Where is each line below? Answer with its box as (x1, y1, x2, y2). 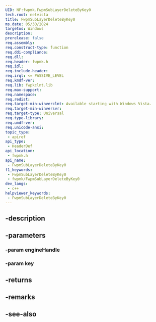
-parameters (5, 231, 46, 240)
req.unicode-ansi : (5, 125, 44, 130)
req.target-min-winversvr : (5, 106, 62, 111)
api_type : (5, 139, 26, 144)
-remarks (5, 293, 35, 301)
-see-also (5, 310, 37, 318)
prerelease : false (5, 36, 44, 41)
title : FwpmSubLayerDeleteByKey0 (5, 17, 75, 22)
